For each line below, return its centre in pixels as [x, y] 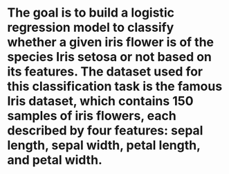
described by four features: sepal [105, 131]
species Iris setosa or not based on [110, 57]
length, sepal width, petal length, [104, 145]
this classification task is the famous [115, 86]
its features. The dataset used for [105, 72]
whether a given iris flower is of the [111, 42]
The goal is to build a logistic [91, 13]
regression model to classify [91, 27]
